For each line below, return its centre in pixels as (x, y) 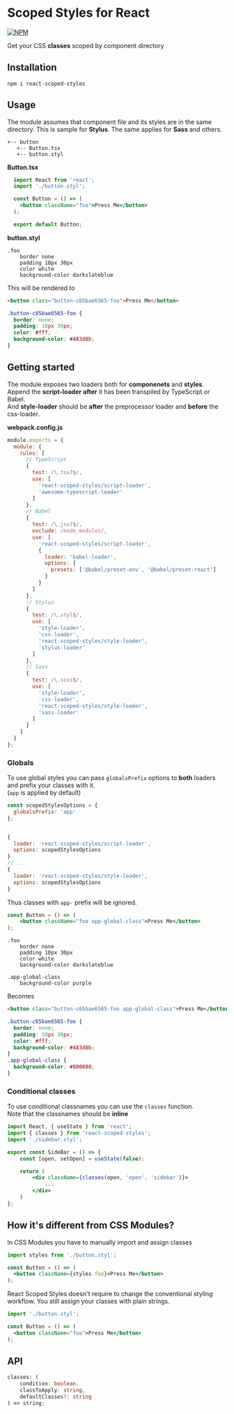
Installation (32, 68)
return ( (32, 1171)
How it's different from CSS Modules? (91, 1225)
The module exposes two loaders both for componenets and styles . (106, 384)
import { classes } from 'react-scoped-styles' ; (79, 1133)
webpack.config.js (35, 427)
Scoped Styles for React (79, 13)
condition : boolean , (49, 1384)
